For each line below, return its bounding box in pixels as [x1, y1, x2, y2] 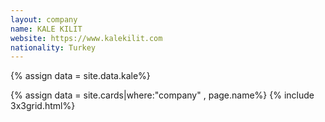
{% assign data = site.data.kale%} [10, 70, 151, 82]
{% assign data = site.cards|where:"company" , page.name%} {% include [10, 89, 315, 101]
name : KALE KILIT [10, 24, 83, 34]
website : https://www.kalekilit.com [10, 33, 163, 43]
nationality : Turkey [10, 42, 97, 53]
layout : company [10, 14, 78, 25]
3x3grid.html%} [10, 100, 76, 112]
